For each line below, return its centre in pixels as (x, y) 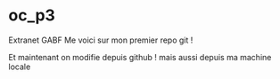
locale (20, 67)
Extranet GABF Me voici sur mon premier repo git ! (101, 40)
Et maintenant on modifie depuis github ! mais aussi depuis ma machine (140, 57)
